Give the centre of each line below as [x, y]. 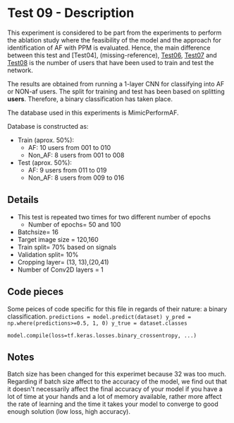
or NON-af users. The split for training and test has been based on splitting [116, 91]
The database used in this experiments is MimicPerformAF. [93, 112]
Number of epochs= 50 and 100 [74, 224]
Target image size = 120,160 [58, 239]
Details [23, 200]
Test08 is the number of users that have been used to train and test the [111, 62]
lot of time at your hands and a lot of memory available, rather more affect [115, 397]
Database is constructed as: [48, 126]
